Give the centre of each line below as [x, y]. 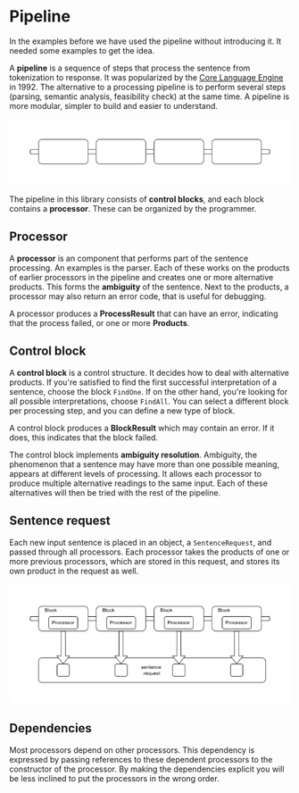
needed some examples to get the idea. [82, 50]
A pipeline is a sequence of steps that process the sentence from [130, 68]
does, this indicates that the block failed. [84, 437]
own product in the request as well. [74, 571]
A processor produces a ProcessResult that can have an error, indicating [144, 313]
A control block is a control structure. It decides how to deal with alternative [149, 372]
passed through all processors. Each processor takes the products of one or [149, 552]
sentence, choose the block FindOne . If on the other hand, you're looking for [149, 391]
